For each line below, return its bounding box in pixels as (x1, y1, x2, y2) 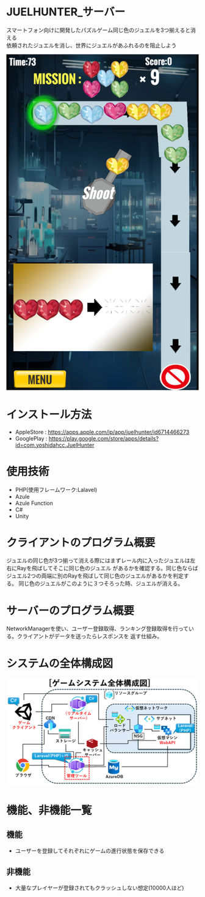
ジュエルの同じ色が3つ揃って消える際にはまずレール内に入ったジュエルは (6, 557, 190, 564)
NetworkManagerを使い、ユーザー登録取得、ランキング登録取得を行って (6, 625, 189, 633)
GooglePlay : (15, 434, 48, 442)
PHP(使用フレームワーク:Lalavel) (15, 486, 98, 493)
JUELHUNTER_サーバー (6, 5, 126, 19)
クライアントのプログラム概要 (6, 535, 156, 549)
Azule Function (15, 499, 53, 507)
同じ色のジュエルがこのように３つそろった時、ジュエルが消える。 (18, 580, 184, 587)
